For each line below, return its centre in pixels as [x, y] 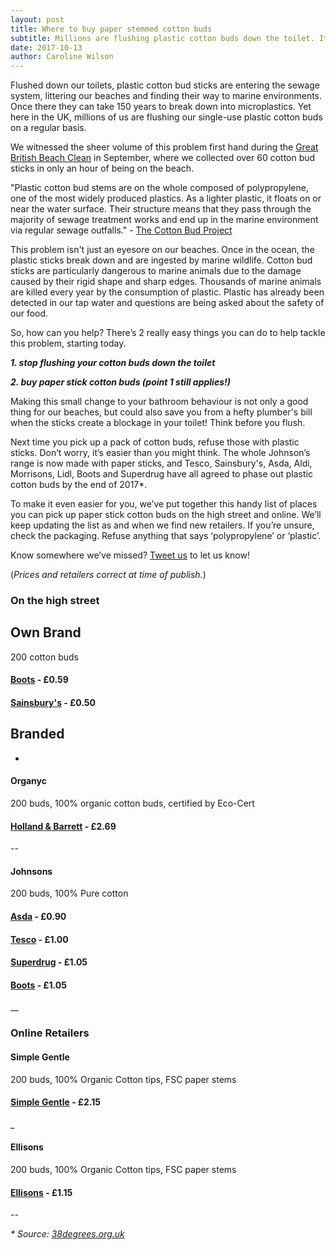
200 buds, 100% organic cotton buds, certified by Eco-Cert [132, 803]
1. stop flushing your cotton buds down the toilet [113, 363]
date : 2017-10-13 [46, 47]
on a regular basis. [48, 128]
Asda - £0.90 [38, 917]
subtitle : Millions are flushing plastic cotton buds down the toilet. [162, 38]
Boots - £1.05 [38, 985]
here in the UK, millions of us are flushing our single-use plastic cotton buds [166, 117]
